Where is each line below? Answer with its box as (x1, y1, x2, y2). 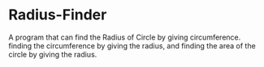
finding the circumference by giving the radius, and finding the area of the (8, 40, 256, 50)
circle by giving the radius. (8, 49, 97, 59)
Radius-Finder (8, 6, 107, 24)
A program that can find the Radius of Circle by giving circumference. (8, 32, 241, 42)
